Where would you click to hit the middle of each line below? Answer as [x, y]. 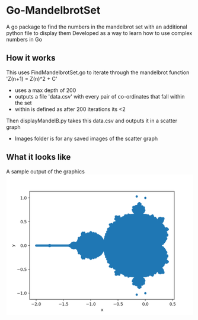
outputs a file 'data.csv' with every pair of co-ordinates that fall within [100, 96]
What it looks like [39, 157]
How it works [31, 58]
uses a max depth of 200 [45, 90]
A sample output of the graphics [45, 171]
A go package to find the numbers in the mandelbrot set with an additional [97, 27]
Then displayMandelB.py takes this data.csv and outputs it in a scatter [92, 121]
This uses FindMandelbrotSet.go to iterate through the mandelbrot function [98, 72]
